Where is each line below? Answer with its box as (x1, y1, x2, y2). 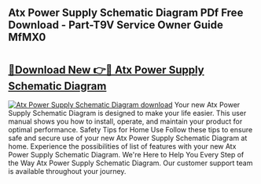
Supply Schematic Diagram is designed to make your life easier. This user (8, 109, 247, 117)
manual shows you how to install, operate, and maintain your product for (8, 117, 243, 126)
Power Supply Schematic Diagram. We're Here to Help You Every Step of (8, 150, 244, 159)
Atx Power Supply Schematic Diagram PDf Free (8, 6, 244, 20)
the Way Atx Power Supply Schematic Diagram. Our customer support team (8, 158, 253, 168)
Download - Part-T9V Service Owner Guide (8, 19, 224, 32)
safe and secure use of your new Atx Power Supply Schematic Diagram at (8, 133, 248, 143)
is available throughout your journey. (8, 167, 127, 175)
